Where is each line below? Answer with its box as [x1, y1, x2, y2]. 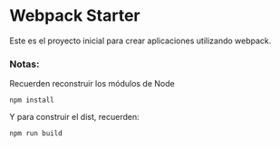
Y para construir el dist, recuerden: [9, 112, 140, 123]
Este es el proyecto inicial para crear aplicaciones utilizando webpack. [9, 35, 272, 46]
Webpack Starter [9, 5, 140, 26]
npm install [9, 96, 54, 105]
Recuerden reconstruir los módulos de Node [9, 78, 175, 89]
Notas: [9, 58, 40, 70]
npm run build [9, 129, 63, 138]
